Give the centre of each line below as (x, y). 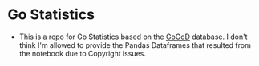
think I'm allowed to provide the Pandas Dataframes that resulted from (135, 45)
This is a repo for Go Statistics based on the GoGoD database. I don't (133, 37)
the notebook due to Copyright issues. (82, 53)
